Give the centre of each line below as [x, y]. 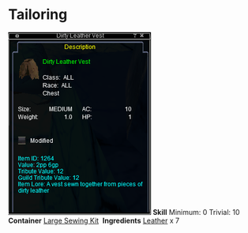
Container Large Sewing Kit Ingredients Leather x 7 [94, 220]
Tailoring [38, 15]
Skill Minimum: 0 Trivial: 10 [196, 212]
